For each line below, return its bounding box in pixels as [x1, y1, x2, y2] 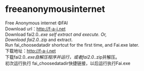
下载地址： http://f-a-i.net [5, 48, 56, 54]
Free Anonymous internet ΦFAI [5, 20, 68, 26]
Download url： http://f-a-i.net [5, 26, 66, 32]
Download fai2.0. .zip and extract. [5, 36, 73, 43]
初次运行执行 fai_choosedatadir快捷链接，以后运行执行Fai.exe [5, 60, 131, 66]
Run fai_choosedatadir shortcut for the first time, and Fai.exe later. [5, 42, 140, 48]
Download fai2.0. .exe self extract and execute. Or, [5, 31, 107, 37]
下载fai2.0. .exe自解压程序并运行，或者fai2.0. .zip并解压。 [5, 54, 120, 60]
